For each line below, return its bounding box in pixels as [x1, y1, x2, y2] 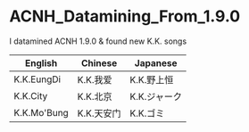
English [25, 56, 58, 69]
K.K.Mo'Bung [13, 106, 69, 119]
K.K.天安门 [77, 107, 122, 120]
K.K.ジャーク [129, 90, 183, 103]
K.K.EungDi [13, 73, 61, 86]
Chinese [80, 56, 118, 69]
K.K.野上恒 [129, 73, 174, 86]
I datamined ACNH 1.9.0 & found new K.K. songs [9, 36, 187, 46]
